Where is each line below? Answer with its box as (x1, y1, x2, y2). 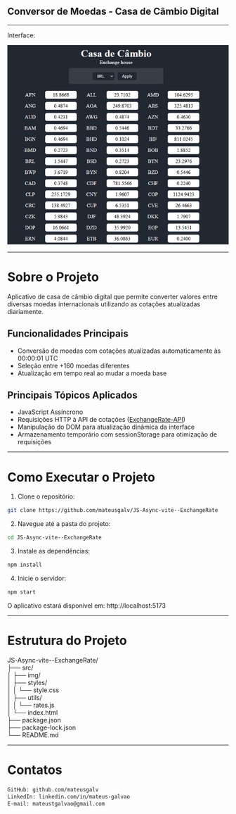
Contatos (7, 762, 63, 777)
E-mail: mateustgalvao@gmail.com (7, 800, 105, 807)
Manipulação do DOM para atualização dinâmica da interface (17, 422, 195, 432)
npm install (7, 561, 42, 569)
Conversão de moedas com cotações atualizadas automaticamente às (17, 346, 221, 355)
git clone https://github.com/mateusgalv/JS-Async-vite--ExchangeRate (7, 507, 218, 514)
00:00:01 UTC (17, 353, 58, 362)
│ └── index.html (7, 708, 58, 717)
